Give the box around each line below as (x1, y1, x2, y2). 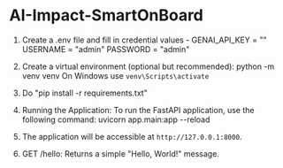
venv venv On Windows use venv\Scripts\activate (21, 70, 210, 80)
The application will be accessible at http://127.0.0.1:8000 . (21, 131, 242, 141)
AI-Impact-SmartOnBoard (9, 5, 203, 26)
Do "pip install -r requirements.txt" (21, 88, 148, 98)
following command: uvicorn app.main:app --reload (21, 114, 210, 125)
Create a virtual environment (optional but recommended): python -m (21, 61, 275, 72)
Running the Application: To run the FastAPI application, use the (21, 104, 255, 115)
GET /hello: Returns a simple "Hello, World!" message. (21, 148, 219, 159)
